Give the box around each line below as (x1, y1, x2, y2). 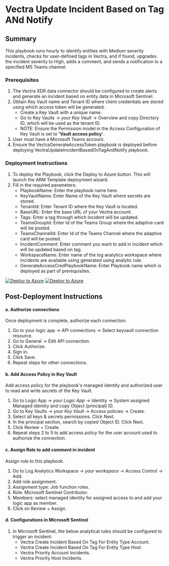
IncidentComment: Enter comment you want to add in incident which (20, 241, 163, 247)
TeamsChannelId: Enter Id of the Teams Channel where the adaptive (20, 230, 162, 236)
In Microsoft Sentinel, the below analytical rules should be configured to (12, 528, 162, 534)
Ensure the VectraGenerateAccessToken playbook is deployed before (12, 141, 157, 148)
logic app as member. (12, 500, 58, 506)
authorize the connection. (12, 435, 67, 441)
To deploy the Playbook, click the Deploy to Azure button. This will (12, 171, 150, 177)
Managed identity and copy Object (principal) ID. (12, 403, 114, 409)
